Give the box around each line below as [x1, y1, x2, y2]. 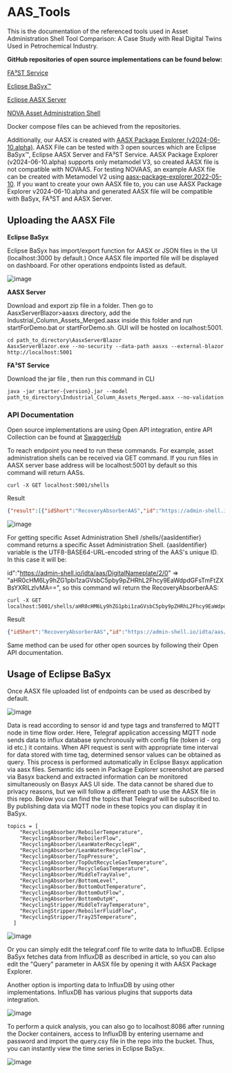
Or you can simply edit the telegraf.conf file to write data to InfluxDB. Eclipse [7, 945, 225, 953]
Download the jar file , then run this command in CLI [7, 375, 155, 383]
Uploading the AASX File [7, 215, 115, 226]
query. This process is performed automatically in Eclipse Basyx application [7, 757, 223, 766]
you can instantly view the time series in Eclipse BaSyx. [7, 1044, 165, 1052]
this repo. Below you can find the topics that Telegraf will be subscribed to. [7, 794, 221, 803]
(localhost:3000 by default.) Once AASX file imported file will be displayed [7, 253, 219, 262]
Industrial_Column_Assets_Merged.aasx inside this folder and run [7, 316, 193, 324]
